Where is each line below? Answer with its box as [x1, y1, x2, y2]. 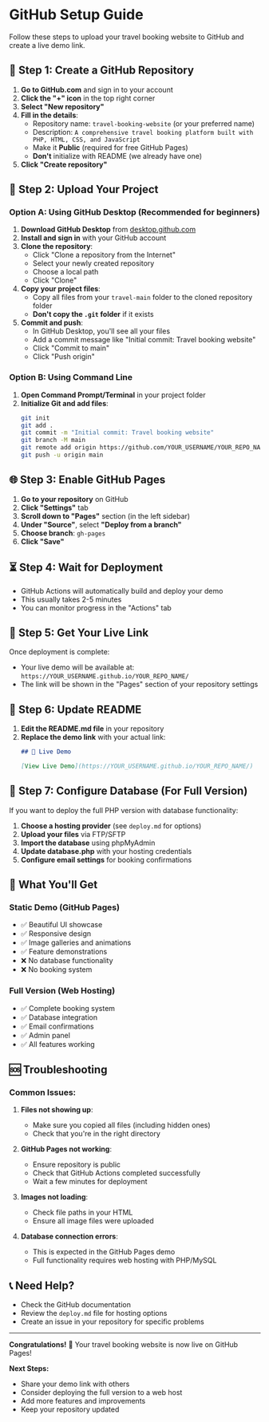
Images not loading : [20, 1192, 89, 1202]
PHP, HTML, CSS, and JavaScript [32, 136, 140, 144]
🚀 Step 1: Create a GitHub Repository [9, 64, 195, 77]
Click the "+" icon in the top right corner [20, 93, 156, 103]
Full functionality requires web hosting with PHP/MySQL [32, 1255, 217, 1266]
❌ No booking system [20, 965, 93, 974]
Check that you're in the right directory [32, 1129, 160, 1139]
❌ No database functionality [20, 956, 114, 966]
